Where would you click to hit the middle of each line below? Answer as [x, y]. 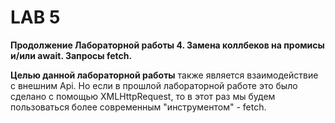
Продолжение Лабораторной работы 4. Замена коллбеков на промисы [167, 45]
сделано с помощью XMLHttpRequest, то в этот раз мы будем [143, 96]
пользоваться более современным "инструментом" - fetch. [138, 107]
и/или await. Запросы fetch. [71, 55]
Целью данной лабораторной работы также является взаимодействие [164, 75]
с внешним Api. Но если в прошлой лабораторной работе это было [154, 85]
